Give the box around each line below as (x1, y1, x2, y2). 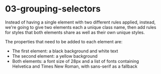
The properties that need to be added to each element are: (5, 38, 123, 44)
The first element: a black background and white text (12, 48, 118, 54)
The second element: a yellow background (12, 53, 98, 59)
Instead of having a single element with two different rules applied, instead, (5, 19, 156, 25)
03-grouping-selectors (5, 3, 101, 14)
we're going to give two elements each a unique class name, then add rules (5, 24, 157, 30)
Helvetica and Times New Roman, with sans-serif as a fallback (12, 63, 138, 69)
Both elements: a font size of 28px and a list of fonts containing (12, 58, 140, 64)
